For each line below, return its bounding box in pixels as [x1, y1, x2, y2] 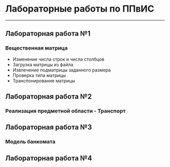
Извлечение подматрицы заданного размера [12, 67, 111, 73]
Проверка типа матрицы [12, 72, 66, 78]
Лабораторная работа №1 [5, 29, 91, 38]
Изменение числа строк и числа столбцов [12, 56, 105, 62]
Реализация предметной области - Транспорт [5, 107, 126, 114]
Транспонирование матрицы [12, 77, 75, 83]
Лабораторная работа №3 [5, 123, 92, 132]
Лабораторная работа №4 [5, 154, 93, 162]
